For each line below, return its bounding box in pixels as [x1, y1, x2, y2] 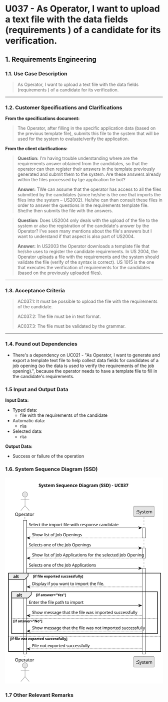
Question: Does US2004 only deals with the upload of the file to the [17, 217, 158, 223]
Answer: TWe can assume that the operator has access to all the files [17, 186, 161, 192]
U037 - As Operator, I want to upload [5, 3, 160, 15]
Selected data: [12, 428, 42, 434]
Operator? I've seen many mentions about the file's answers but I [17, 228, 152, 234]
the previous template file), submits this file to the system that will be [17, 131, 159, 137]
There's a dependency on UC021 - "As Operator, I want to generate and [12, 352, 160, 358]
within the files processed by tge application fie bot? [17, 177, 126, 183]
